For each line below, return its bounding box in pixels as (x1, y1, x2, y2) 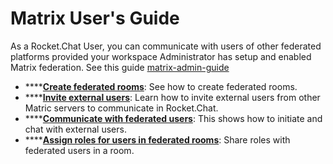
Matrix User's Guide (10, 7, 180, 30)
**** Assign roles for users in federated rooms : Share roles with (24, 133, 291, 146)
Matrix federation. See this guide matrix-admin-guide (10, 61, 230, 73)
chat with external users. (24, 123, 127, 135)
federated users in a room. (24, 144, 135, 156)
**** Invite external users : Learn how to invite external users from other (24, 91, 321, 103)
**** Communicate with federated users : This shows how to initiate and (24, 112, 323, 124)
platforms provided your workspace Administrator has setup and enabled (10, 50, 312, 62)
